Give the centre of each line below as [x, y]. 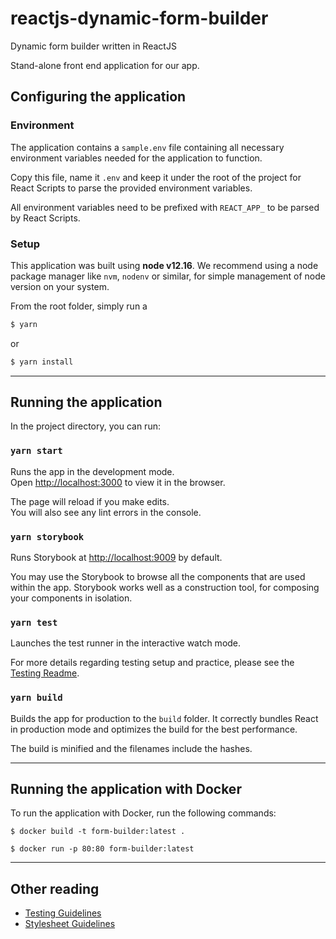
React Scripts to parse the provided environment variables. [131, 188]
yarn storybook [47, 536]
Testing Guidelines [63, 913]
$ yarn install [42, 362]
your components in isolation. [71, 598]
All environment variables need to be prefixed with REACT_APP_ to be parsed [165, 207]
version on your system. [60, 286]
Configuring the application [98, 97]
